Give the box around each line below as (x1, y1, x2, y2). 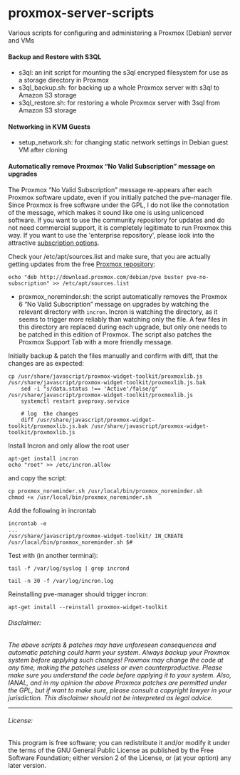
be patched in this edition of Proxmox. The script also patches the (18, 329, 212, 339)
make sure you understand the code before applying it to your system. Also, (8, 670, 232, 679)
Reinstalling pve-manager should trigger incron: (8, 589, 148, 599)
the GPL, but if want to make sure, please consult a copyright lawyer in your (8, 685, 232, 695)
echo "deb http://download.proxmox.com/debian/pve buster (8, 273, 184, 280)
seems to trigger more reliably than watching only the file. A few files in (18, 315, 228, 323)
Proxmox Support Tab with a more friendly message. (18, 337, 173, 346)
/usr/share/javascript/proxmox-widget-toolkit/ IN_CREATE (8, 532, 184, 539)
